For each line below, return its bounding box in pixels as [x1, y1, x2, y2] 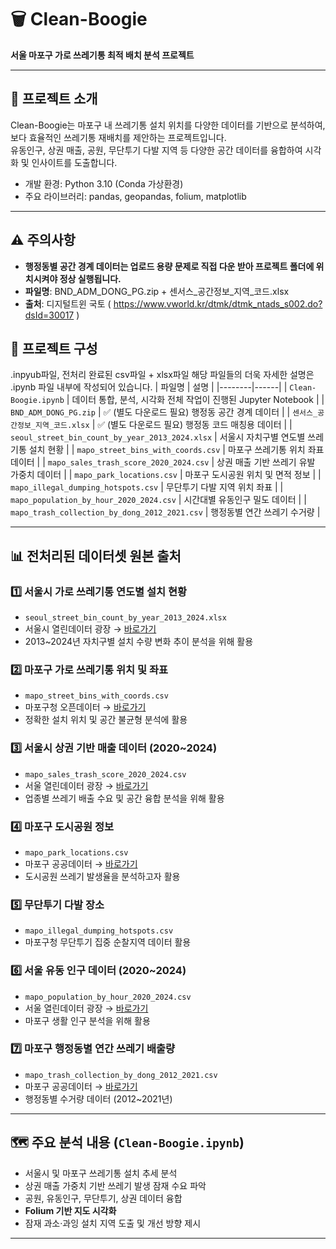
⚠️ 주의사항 [10, 232, 76, 249]
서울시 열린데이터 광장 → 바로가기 [24, 623, 157, 635]
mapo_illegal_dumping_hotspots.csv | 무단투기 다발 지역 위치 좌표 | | [10, 481, 284, 493]
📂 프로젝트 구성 [10, 340, 98, 357]
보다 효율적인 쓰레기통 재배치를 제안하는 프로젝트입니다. [10, 131, 227, 143]
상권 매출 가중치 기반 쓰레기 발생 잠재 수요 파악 [24, 1179, 207, 1191]
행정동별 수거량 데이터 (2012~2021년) [24, 1092, 173, 1105]
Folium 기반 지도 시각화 [24, 1204, 117, 1216]
